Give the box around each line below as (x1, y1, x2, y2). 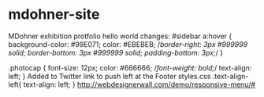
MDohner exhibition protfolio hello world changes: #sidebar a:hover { (8, 31, 232, 41)
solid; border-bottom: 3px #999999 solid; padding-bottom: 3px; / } (8, 48, 223, 57)
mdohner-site (8, 5, 100, 23)
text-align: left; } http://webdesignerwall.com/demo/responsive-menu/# (23, 80, 256, 89)
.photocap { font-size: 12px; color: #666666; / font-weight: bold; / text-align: (8, 63, 252, 72)
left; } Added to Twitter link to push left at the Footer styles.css (8, 71, 211, 81)
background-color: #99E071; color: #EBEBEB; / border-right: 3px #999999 (8, 39, 248, 48)
